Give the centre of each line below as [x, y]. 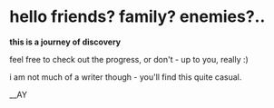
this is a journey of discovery [65, 42]
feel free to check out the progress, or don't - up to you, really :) [129, 59]
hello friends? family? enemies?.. [137, 17]
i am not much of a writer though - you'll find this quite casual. [126, 77]
